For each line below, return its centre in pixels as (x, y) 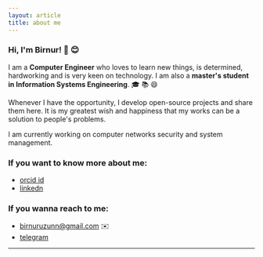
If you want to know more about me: (77, 163)
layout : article (34, 15)
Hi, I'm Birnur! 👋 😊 (44, 50)
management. (31, 143)
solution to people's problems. (57, 119)
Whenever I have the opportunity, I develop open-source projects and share (130, 102)
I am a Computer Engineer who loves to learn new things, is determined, (126, 67)
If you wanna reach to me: (58, 208)
